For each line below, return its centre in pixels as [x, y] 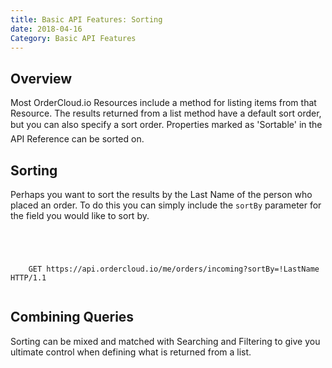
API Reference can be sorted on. [77, 139]
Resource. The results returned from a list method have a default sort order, [166, 113]
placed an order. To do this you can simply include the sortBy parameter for [166, 205]
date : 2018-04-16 [46, 29]
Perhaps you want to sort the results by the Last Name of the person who [161, 194]
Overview [41, 78]
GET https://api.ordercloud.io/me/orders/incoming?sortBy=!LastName [174, 269]
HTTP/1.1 [28, 278]
